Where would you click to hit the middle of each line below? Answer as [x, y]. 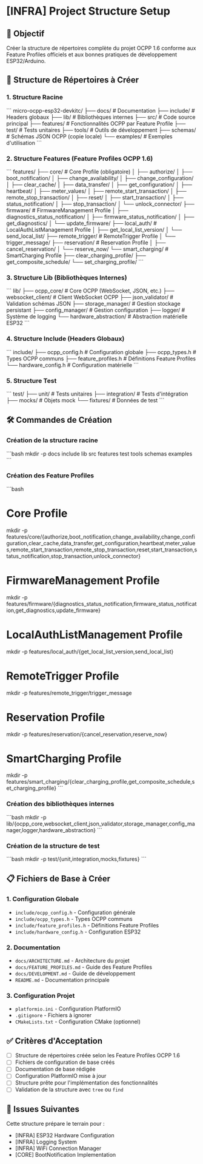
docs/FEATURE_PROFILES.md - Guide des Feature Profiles [84, 967]
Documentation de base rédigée [55, 1069]
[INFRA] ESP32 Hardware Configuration [65, 1135]
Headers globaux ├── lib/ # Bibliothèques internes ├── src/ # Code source [101, 117]
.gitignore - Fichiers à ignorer [53, 1015]
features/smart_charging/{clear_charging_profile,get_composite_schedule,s [101, 782]
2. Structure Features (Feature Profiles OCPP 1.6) [80, 158]
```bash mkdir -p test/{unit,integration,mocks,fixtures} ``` [76, 859]
